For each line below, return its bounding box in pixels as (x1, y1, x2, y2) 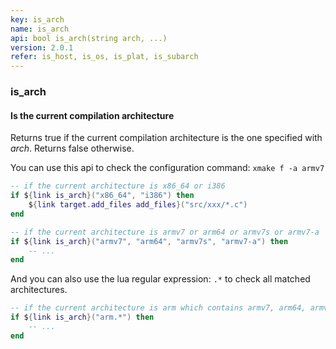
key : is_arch (10, 14, 65, 25)
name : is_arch (10, 24, 70, 34)
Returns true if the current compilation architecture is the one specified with (10, 132, 323, 144)
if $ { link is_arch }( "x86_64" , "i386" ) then (10, 191, 195, 201)
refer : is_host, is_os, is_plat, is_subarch (10, 52, 199, 62)
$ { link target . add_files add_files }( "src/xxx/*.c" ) (28, 200, 248, 210)
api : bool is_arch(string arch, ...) (10, 33, 168, 43)
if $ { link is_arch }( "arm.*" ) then (10, 312, 155, 323)
